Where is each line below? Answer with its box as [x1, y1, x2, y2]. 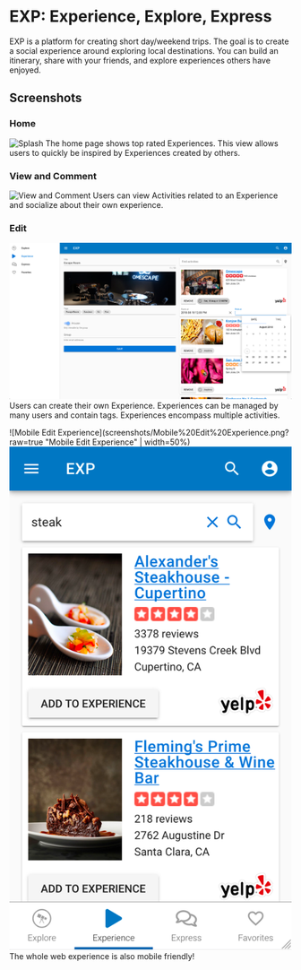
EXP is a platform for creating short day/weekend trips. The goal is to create [9, 36, 289, 47]
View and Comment [9, 169, 97, 182]
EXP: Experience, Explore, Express [9, 6, 272, 27]
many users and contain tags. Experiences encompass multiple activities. [9, 410, 280, 420]
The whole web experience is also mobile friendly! [9, 950, 195, 961]
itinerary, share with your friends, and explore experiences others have [9, 55, 271, 65]
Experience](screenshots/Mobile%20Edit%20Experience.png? [57, 428, 289, 438]
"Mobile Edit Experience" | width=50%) [45, 437, 191, 447]
